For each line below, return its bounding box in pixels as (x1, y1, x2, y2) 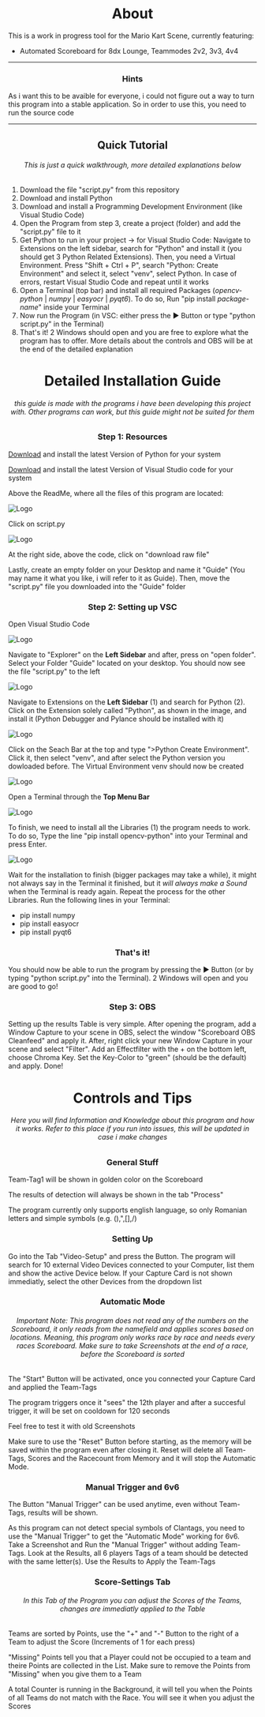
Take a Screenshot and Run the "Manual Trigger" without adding (8, 1539, 218, 1549)
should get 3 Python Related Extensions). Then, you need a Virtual (19, 252, 236, 261)
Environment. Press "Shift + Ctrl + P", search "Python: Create (19, 260, 218, 269)
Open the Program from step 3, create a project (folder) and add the (19, 218, 241, 227)
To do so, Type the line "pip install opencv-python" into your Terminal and (8, 831, 248, 840)
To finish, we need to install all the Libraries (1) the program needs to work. (8, 822, 251, 832)
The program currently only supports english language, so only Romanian (8, 1205, 247, 1215)
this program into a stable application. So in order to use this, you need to (8, 100, 247, 109)
